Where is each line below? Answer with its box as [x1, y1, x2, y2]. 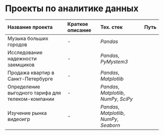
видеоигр [7, 115, 30, 122]
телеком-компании [7, 95, 55, 102]
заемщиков [7, 61, 35, 68]
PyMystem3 [100, 58, 128, 65]
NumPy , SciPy [100, 95, 133, 102]
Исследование [7, 49, 43, 56]
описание [67, 26, 92, 33]
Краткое [67, 21, 88, 27]
